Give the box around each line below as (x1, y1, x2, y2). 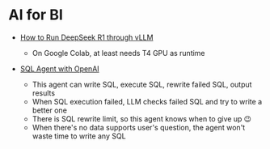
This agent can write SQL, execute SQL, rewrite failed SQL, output (32, 79, 252, 89)
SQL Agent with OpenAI (19, 63, 99, 74)
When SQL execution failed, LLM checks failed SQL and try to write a (32, 96, 263, 106)
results (32, 87, 55, 98)
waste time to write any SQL (32, 131, 127, 141)
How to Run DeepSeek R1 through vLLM (19, 32, 154, 42)
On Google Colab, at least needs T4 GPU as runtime (32, 48, 205, 57)
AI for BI (8, 6, 63, 24)
